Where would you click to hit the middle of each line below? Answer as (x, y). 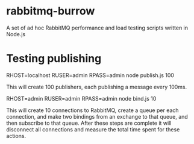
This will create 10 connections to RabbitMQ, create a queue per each (92, 110)
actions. (16, 136)
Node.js (16, 34)
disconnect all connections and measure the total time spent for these (93, 129)
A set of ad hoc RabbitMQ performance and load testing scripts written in (97, 28)
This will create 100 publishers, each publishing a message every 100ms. (97, 87)
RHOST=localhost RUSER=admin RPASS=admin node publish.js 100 (90, 75)
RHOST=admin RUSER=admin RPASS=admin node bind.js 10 (81, 98)
